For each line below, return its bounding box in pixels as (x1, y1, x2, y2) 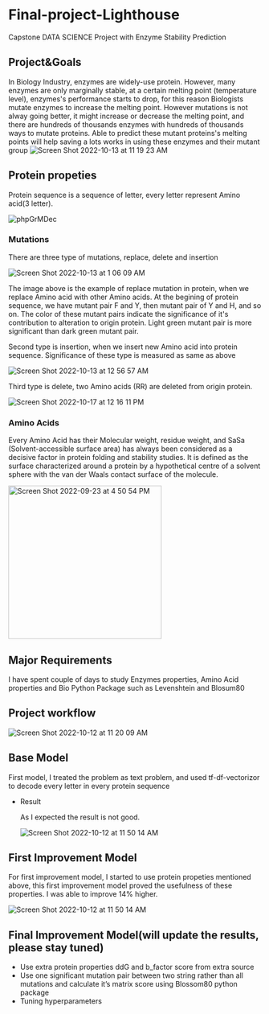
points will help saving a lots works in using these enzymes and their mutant (8, 137, 260, 146)
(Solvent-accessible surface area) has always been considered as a (8, 444, 233, 454)
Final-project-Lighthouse (8, 6, 180, 24)
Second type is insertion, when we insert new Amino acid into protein (8, 342, 238, 351)
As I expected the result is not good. (19, 812, 141, 822)
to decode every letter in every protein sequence (8, 781, 170, 790)
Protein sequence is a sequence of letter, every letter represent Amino (8, 190, 241, 199)
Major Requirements (8, 653, 112, 667)
